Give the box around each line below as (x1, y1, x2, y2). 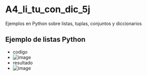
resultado (12, 60, 33, 66)
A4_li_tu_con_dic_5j (5, 4, 90, 15)
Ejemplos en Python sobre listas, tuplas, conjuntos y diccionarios (5, 20, 142, 27)
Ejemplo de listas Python (5, 35, 86, 44)
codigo (12, 48, 28, 55)
